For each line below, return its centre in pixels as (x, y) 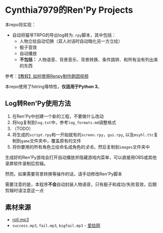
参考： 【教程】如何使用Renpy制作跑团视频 (47, 76)
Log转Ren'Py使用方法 (38, 104)
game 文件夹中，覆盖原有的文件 (51, 141)
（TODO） (23, 129)
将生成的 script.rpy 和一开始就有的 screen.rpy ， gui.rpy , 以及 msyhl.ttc (83, 134)
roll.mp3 (21, 219)
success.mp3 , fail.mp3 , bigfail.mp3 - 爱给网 (56, 225)
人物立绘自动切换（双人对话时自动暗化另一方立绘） (71, 41)
